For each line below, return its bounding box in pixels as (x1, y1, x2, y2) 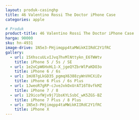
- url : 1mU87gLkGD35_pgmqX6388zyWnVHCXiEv (10, 74, 102, 79)
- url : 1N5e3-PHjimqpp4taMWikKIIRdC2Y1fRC (10, 102, 102, 107)
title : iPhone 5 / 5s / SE (14, 59, 72, 64)
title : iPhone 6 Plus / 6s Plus (14, 79, 84, 84)
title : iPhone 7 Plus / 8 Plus (14, 98, 82, 103)
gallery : (5, 50, 24, 55)
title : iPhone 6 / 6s (14, 69, 61, 74)
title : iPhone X (14, 107, 50, 112)
